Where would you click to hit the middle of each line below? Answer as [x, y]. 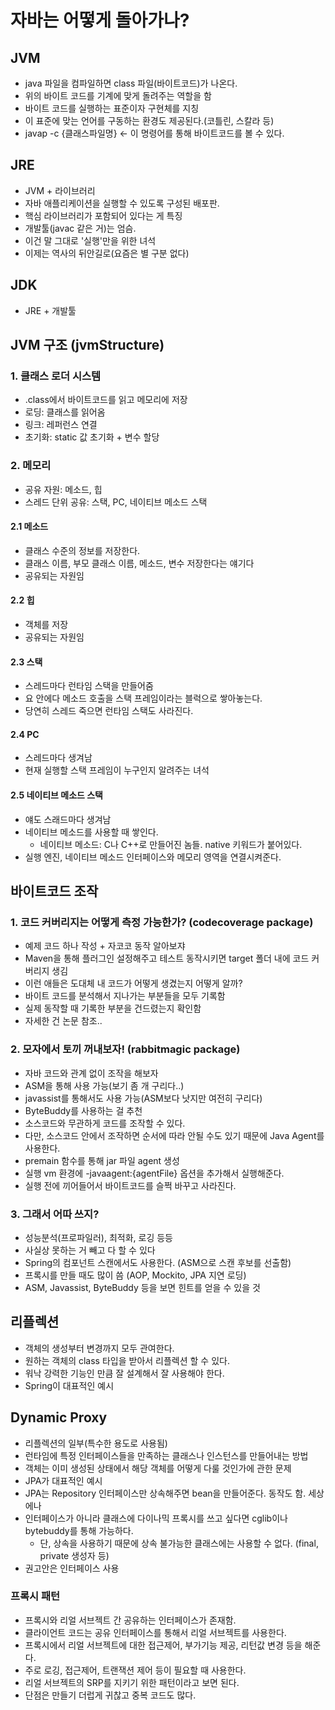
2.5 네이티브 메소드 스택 [56, 795]
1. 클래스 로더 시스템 [56, 376]
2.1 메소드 [29, 527]
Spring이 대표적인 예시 [69, 1385]
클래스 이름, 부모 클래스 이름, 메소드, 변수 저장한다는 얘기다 [139, 563]
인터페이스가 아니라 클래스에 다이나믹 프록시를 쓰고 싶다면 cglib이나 [156, 1518]
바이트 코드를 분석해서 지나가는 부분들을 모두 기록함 [125, 996]
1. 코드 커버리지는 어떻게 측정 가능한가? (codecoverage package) [162, 922]
